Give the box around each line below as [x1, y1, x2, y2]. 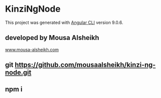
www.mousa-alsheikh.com [5, 46, 59, 52]
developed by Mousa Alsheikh [5, 34, 99, 42]
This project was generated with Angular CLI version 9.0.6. [5, 20, 123, 25]
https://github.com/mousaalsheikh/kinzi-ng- [14, 61, 156, 69]
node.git [5, 68, 32, 77]
